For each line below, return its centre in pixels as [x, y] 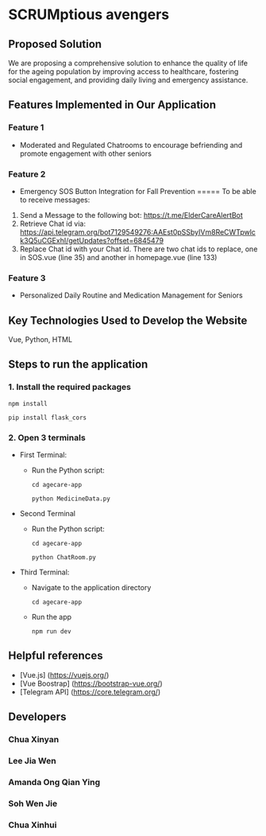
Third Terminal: [44, 572]
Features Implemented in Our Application [112, 105]
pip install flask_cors [48, 418]
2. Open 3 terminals [47, 437]
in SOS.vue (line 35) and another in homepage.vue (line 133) [118, 257]
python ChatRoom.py [64, 558]
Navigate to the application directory [91, 588]
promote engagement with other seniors [86, 154]
